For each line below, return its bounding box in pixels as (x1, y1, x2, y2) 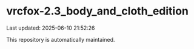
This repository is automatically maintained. (6, 36, 115, 43)
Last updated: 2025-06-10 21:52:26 (6, 24, 95, 31)
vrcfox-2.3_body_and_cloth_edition (6, 4, 189, 18)
